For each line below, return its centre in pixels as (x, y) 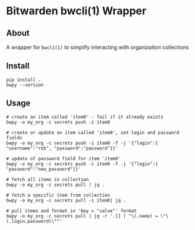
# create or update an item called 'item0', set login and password (93, 132)
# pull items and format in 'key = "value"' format (71, 211)
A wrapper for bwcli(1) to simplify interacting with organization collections (97, 47)
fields (14, 138)
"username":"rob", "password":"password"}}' (62, 148)
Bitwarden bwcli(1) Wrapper (76, 11)
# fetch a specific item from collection (58, 195)
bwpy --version (25, 85)
